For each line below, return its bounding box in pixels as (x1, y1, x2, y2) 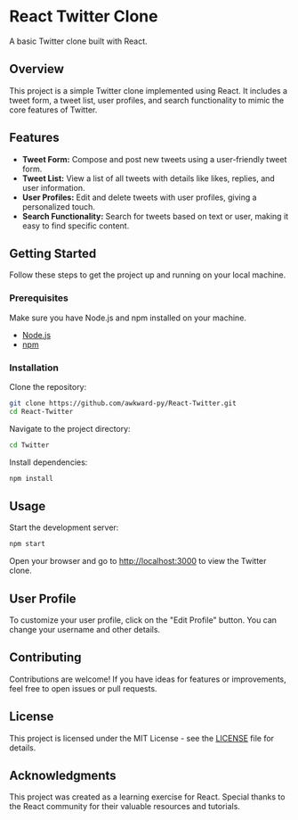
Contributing (9, 650, 82, 666)
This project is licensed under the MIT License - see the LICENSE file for (9, 733, 274, 743)
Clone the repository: (9, 381, 87, 392)
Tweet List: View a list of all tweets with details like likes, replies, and (21, 172, 276, 184)
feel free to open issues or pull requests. (9, 683, 157, 693)
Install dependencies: (9, 457, 88, 468)
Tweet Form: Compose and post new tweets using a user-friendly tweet (21, 153, 287, 164)
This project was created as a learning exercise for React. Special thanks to (9, 791, 286, 802)
